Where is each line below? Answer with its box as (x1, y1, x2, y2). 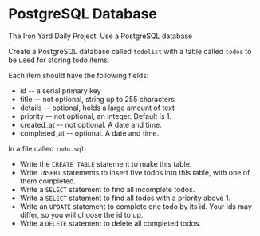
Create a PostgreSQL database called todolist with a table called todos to (8, 46, 252, 56)
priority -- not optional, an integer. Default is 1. (19, 111, 172, 120)
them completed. (19, 176, 77, 186)
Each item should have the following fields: (8, 70, 149, 80)
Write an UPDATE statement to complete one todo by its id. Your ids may (19, 201, 253, 211)
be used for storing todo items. (8, 55, 110, 65)
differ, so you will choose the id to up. (19, 210, 144, 219)
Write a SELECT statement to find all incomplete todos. (19, 184, 195, 194)
